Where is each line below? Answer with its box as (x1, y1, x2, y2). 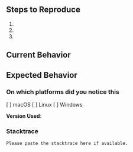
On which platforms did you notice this (6, 88, 119, 96)
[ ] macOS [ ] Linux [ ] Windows (6, 101, 83, 108)
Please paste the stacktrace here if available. (6, 141, 128, 147)
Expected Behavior (6, 70, 78, 80)
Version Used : (6, 112, 42, 120)
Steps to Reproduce (6, 5, 81, 15)
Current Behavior (6, 50, 71, 60)
